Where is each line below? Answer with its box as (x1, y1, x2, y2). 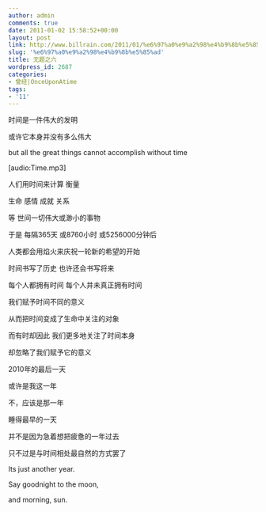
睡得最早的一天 (8, 415, 57, 424)
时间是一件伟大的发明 (8, 116, 78, 125)
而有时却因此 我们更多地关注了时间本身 (8, 331, 135, 340)
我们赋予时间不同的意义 (8, 298, 85, 307)
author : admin (8, 11, 55, 20)
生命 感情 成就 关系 (8, 196, 70, 206)
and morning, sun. (8, 495, 68, 505)
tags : (8, 85, 26, 93)
